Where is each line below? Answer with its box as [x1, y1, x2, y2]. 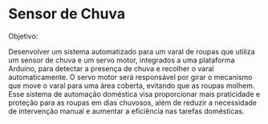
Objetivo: [8, 31, 39, 41]
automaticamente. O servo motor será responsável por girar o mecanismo [8, 72, 253, 82]
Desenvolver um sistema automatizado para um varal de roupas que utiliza [8, 46, 255, 56]
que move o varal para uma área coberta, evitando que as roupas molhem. [8, 81, 255, 90]
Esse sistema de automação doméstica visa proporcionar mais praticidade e [8, 89, 261, 98]
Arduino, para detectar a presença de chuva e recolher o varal [8, 63, 214, 73]
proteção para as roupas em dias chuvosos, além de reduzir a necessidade [8, 98, 257, 107]
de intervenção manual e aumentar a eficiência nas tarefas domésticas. [8, 106, 245, 116]
